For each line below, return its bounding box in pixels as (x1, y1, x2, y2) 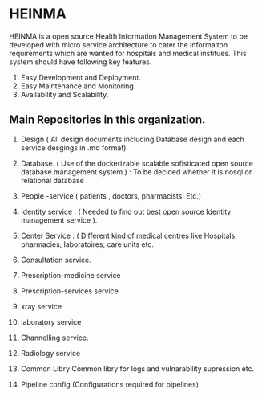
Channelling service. (20, 333, 89, 342)
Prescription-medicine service (20, 270, 121, 280)
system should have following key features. (9, 57, 152, 67)
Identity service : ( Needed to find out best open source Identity (20, 207, 232, 216)
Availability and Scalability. (20, 89, 109, 99)
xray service (20, 301, 62, 311)
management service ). (20, 215, 98, 225)
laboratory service (20, 317, 82, 326)
